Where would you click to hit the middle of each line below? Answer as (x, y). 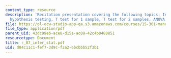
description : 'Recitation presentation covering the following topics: (83, 15)
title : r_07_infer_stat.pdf (35, 43)
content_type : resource (31, 10)
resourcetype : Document (31, 38)
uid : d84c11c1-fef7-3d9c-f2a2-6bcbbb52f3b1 (52, 47)
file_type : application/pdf (35, 29)
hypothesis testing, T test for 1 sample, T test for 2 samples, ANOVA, (89, 19)
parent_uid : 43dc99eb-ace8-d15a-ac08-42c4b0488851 (60, 33)
